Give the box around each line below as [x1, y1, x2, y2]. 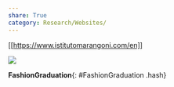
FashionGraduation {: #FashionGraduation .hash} [8, 70, 167, 79]
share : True [8, 11, 47, 20]
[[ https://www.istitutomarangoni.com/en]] [8, 40, 143, 49]
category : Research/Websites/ [8, 19, 107, 27]
